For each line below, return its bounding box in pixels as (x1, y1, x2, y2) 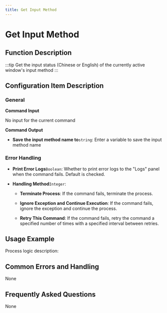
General (5, 96, 25, 103)
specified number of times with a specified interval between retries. (19, 220, 159, 226)
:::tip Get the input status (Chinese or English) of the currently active (5, 62, 146, 68)
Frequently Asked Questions (5, 290, 96, 299)
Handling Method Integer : (12, 180, 66, 187)
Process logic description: (5, 248, 59, 254)
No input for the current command (5, 118, 76, 124)
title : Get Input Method (5, 7, 57, 12)
